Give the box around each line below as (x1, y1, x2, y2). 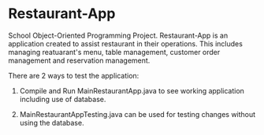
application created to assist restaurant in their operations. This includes (8, 38, 243, 48)
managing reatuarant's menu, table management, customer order (8, 47, 221, 57)
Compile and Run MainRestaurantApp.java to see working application (19, 86, 244, 95)
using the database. (19, 118, 84, 127)
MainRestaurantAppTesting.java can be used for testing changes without (19, 109, 256, 119)
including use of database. (19, 94, 106, 104)
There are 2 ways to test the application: (8, 71, 139, 80)
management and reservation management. (8, 56, 151, 65)
